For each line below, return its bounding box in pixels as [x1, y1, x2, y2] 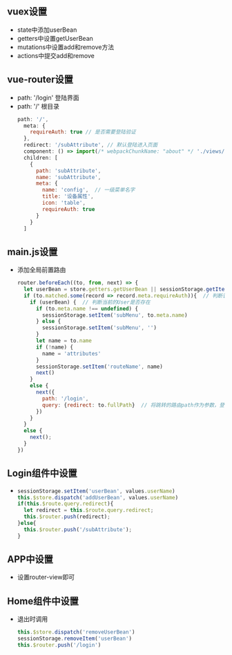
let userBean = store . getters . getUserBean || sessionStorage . [23, 286, 206, 293]
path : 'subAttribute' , [35, 167, 101, 174]
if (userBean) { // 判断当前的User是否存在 [30, 299, 151, 306]
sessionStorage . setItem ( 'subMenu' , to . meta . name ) [42, 311, 188, 319]
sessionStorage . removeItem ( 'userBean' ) [17, 635, 133, 643]
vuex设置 [7, 6, 47, 18]
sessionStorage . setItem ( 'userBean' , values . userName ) [17, 488, 176, 495]
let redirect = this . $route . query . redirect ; [23, 507, 154, 514]
